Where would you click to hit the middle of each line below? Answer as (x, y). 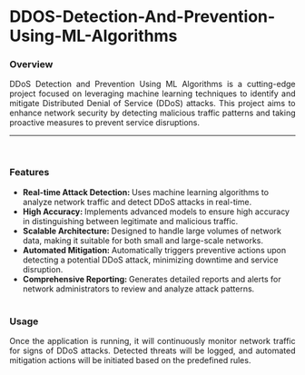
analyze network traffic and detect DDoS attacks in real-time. (137, 202)
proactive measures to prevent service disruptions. (105, 123)
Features (30, 173)
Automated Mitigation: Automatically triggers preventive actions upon (154, 250)
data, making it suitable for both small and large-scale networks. (143, 240)
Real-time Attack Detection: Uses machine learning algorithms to (146, 192)
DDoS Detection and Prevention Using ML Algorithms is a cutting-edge (152, 84)
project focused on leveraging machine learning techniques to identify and (152, 94)
